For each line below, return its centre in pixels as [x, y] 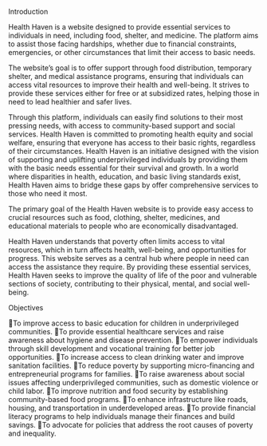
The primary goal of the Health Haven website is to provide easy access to [131, 209]
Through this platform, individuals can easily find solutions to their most [126, 117]
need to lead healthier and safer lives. [70, 102]
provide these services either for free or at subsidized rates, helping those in [134, 93]
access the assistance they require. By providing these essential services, [130, 267]
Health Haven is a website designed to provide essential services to [120, 27]
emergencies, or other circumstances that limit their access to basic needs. [132, 52]
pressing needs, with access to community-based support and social [122, 126]
